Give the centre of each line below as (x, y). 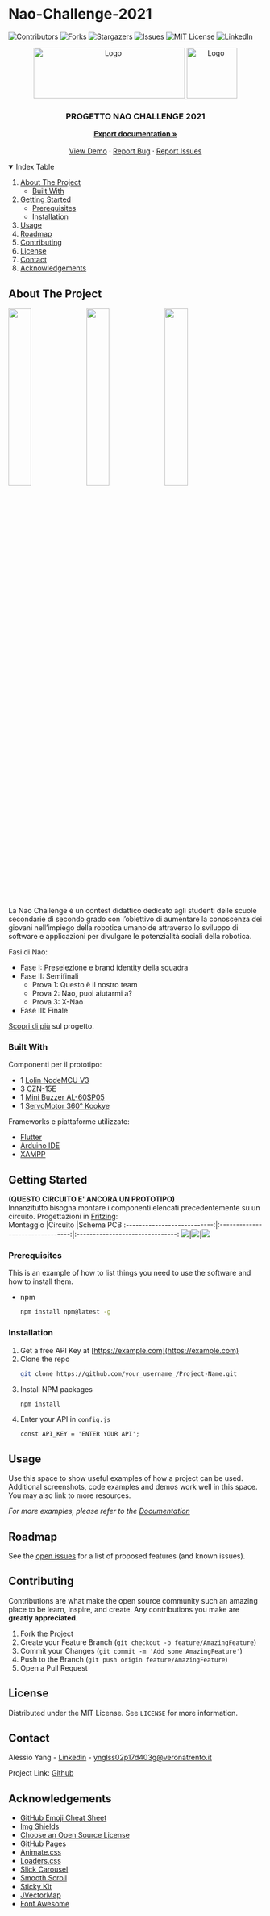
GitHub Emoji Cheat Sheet (63, 1818)
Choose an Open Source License (75, 1835)
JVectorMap (41, 1895)
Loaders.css (41, 1861)
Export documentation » (135, 134)
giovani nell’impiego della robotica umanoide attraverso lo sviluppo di (123, 928)
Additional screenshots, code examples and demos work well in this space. (133, 1487)
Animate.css (41, 1852)
